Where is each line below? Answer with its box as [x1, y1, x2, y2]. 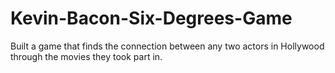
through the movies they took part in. [10, 50, 163, 62]
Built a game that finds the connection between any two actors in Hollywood [10, 40, 325, 52]
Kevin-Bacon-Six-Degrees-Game [10, 7, 293, 30]
